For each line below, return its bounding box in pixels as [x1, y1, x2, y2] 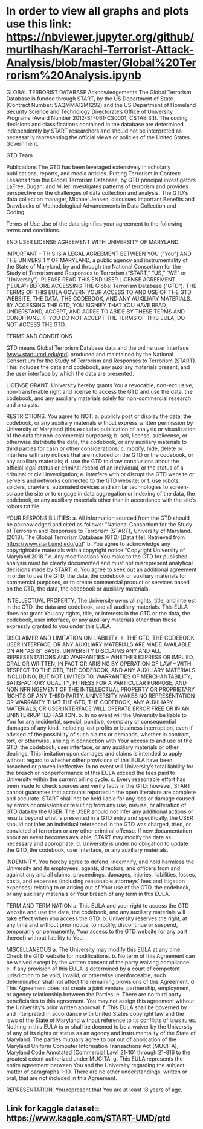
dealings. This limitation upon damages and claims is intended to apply [6, 750, 182, 757]
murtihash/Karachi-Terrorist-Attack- [6, 43, 195, 57]
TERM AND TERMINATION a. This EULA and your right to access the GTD [6, 902, 189, 909]
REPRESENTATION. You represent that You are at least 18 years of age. [6, 1086, 183, 1093]
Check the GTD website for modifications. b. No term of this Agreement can [6, 952, 195, 960]
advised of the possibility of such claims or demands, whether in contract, [6, 730, 191, 738]
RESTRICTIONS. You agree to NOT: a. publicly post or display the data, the [6, 413, 192, 420]
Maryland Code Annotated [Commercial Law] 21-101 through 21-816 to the [6, 1049, 191, 1056]
